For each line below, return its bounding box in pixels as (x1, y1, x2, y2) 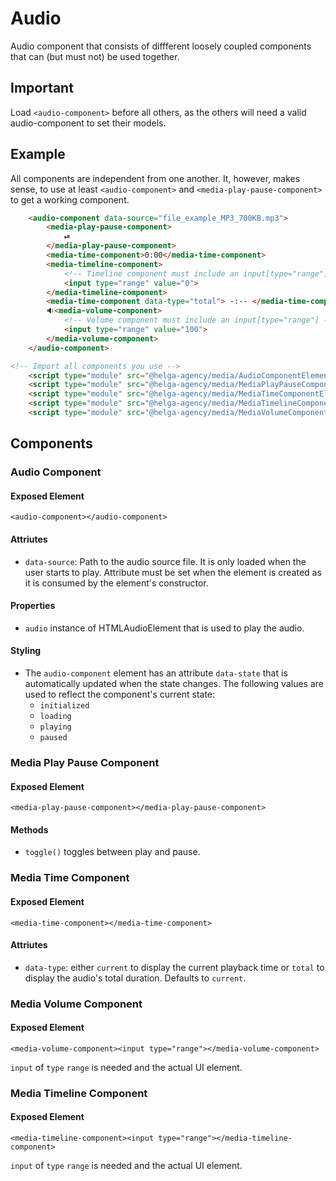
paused (39, 733, 68, 743)
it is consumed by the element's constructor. (24, 577, 209, 589)
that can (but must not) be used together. (10, 50, 180, 62)
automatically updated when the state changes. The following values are (24, 678, 324, 690)
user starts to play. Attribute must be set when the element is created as (24, 566, 322, 578)
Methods (10, 823, 49, 836)
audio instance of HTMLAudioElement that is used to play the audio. (24, 622, 305, 634)
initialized (39, 701, 90, 711)
